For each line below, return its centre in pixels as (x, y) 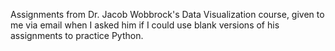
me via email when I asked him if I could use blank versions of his (145, 25)
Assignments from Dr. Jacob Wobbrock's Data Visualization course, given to (167, 14)
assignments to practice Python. (77, 35)
